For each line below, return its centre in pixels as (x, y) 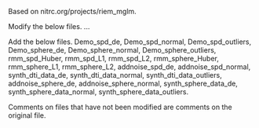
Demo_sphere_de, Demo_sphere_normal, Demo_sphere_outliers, (112, 50)
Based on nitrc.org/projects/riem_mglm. (73, 11)
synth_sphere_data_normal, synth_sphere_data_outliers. (98, 92)
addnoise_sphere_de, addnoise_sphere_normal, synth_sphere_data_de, (123, 83)
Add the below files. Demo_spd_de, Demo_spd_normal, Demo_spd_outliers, (130, 42)
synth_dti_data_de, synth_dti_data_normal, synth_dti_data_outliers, (115, 75)
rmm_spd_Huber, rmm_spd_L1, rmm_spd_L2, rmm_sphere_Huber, (114, 59)
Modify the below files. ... (49, 26)
